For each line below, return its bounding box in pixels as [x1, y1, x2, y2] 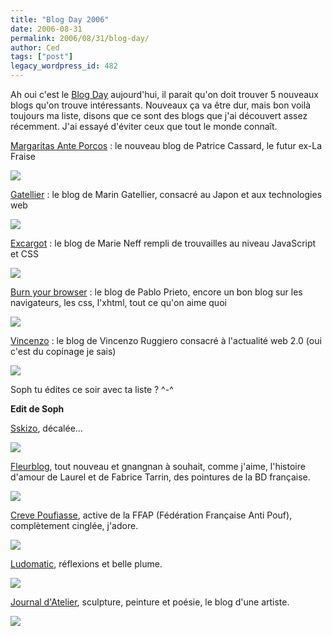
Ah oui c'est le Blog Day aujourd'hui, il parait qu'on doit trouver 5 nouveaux [10, 89, 319, 100]
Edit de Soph [10, 403, 65, 415]
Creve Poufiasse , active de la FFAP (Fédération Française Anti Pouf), [10, 509, 293, 521]
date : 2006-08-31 [10, 24, 83, 34]
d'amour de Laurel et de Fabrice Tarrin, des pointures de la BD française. [10, 471, 311, 483]
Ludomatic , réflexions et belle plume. [10, 558, 163, 570]
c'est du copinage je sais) [10, 346, 117, 357]
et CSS [10, 248, 39, 260]
